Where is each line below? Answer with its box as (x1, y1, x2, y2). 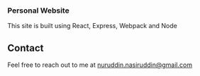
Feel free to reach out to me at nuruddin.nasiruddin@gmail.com (7, 61, 193, 69)
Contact (7, 42, 44, 54)
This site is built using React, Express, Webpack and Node (7, 22, 177, 30)
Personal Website (7, 6, 70, 15)
